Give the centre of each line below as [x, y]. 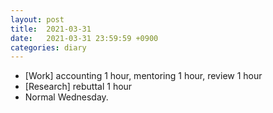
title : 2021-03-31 [51, 29]
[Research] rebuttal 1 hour [78, 87]
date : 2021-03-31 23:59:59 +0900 [84, 38]
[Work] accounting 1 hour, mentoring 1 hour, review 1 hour [143, 76]
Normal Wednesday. [66, 97]
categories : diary [48, 47]
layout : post [37, 19]
